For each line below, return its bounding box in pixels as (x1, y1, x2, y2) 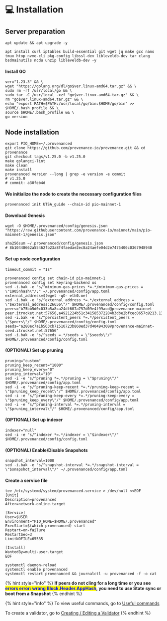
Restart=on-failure (5, 528, 46, 533)
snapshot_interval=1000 (5, 458, 55, 463)
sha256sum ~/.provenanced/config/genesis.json (5, 241, 103, 246)
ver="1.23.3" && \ (5, 79, 43, 85)
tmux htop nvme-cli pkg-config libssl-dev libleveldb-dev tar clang (5, 53, 150, 58)
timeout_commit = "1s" (5, 267, 52, 272)
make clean (5, 163, 28, 168)
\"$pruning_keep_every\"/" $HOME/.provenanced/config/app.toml (5, 398, 139, 403)
